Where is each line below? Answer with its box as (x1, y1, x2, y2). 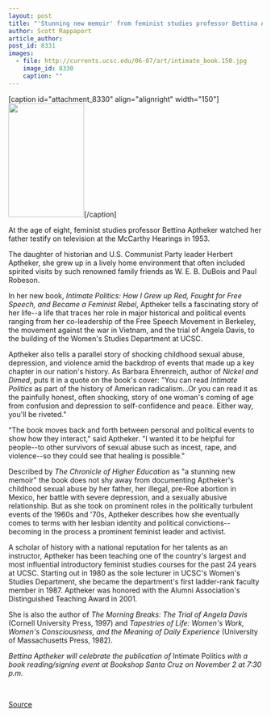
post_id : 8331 (8, 42, 56, 50)
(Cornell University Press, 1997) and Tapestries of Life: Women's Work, (8, 618, 244, 627)
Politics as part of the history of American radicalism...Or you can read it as (8, 383, 258, 393)
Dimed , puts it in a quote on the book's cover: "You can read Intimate (8, 375, 238, 385)
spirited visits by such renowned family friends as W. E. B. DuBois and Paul (8, 266, 257, 276)
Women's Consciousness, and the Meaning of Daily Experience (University (8, 626, 258, 636)
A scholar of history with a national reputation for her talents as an (8, 542, 228, 552)
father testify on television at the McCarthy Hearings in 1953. (8, 234, 211, 243)
